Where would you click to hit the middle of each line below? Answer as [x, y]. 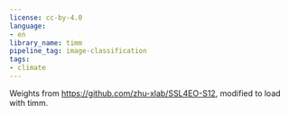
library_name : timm [46, 43]
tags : [19, 59]
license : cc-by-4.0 [46, 18]
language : [28, 26]
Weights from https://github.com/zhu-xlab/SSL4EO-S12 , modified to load [145, 93]
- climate [28, 68]
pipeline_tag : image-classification [78, 51]
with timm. [29, 102]
